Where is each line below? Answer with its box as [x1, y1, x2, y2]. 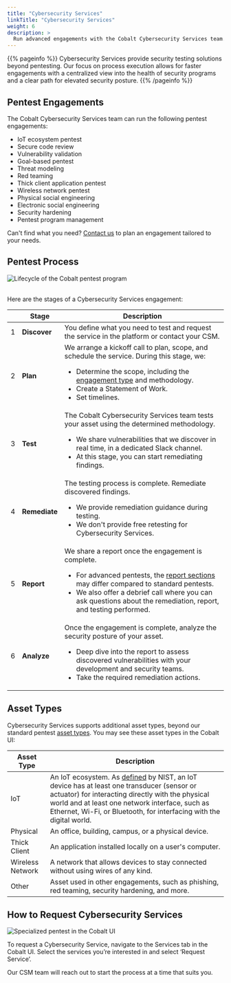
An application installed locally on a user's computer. [49, 841, 221, 851]
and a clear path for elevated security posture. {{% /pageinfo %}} [7, 76, 193, 85]
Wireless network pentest [16, 186, 90, 195]
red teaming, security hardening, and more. [49, 885, 190, 895]
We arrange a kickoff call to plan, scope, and [64, 342, 208, 352]
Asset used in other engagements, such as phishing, [49, 877, 219, 887]
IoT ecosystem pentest [16, 135, 82, 143]
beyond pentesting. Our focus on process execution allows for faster [7, 62, 201, 70]
